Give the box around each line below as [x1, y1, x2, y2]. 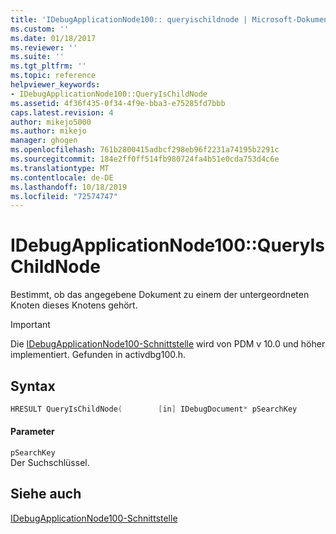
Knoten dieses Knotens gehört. [10, 299, 138, 311]
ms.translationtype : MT [10, 163, 110, 173]
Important [10, 319, 51, 331]
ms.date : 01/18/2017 [10, 33, 97, 43]
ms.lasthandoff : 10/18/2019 [10, 182, 128, 192]
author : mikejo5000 [10, 117, 92, 127]
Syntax [10, 377, 56, 395]
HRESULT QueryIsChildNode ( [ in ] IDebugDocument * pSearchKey [10, 404, 298, 414]
